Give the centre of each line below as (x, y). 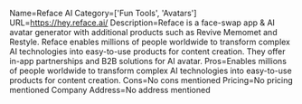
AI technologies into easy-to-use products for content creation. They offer (148, 52)
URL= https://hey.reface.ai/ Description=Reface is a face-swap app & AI (142, 23)
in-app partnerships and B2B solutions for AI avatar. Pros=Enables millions (148, 61)
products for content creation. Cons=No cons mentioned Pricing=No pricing (151, 80)
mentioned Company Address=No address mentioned (110, 90)
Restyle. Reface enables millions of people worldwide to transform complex (150, 42)
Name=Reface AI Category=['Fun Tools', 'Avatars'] (103, 13)
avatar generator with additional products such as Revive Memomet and (143, 32)
